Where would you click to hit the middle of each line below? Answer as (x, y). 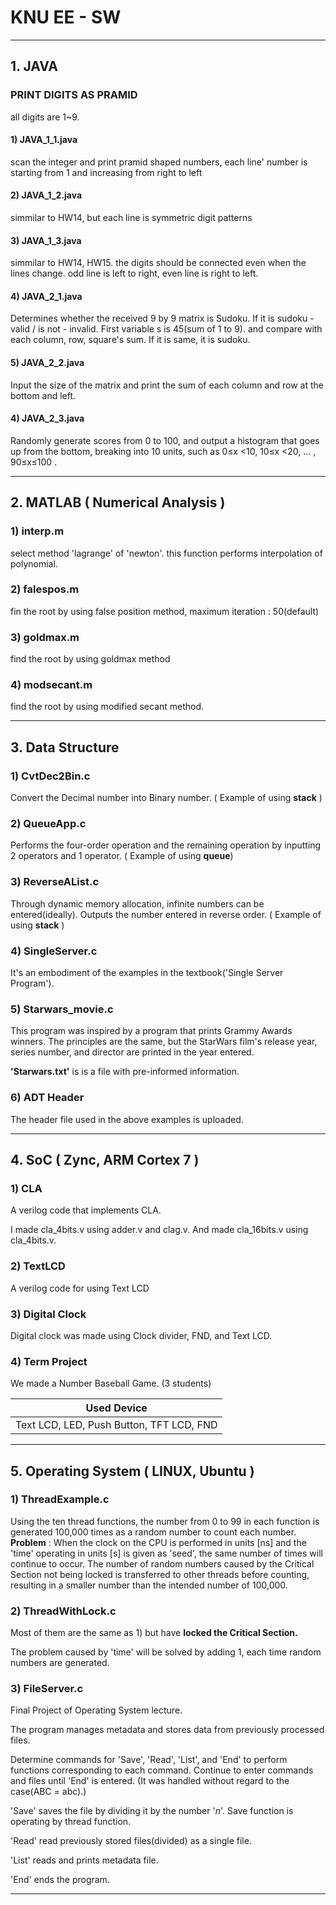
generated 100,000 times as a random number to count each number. (153, 1532)
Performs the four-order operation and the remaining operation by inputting (166, 845)
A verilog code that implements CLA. (86, 1210)
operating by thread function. (71, 1822)
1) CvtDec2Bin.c (50, 776)
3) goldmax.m (45, 637)
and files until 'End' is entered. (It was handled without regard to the (150, 1781)
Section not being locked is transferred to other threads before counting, (160, 1574)
